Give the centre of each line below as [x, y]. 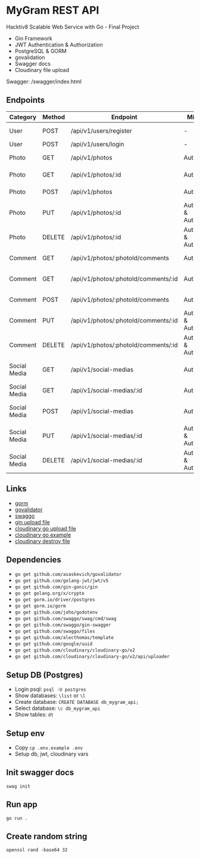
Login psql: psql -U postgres [50, 689]
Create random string [47, 837]
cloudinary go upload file [45, 528]
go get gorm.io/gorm [40, 606]
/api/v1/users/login [97, 144]
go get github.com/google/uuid [54, 644]
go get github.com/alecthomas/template [64, 638]
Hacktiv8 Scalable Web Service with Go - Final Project [73, 27]
